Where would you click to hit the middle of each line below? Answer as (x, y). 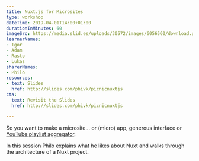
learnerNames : (24, 39)
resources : (20, 78)
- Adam (14, 50)
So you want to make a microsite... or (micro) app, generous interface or (94, 128)
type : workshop (25, 17)
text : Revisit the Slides (44, 100)
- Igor (14, 45)
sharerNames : (22, 67)
